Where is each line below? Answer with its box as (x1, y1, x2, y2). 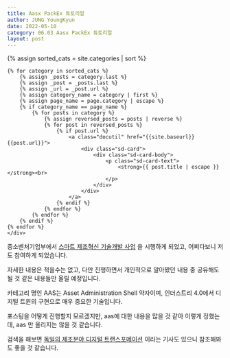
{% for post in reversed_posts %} (43, 121, 143, 129)
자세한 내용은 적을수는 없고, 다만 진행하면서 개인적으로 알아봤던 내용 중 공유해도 (7, 265, 220, 274)
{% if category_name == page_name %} (19, 104, 128, 110)
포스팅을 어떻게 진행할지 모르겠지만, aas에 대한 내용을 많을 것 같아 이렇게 (7, 312, 202, 320)
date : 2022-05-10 (7, 23, 57, 29)
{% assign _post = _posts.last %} (19, 80, 118, 86)
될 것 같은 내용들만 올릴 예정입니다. (7, 274, 101, 283)
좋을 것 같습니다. (14, 344, 58, 352)
